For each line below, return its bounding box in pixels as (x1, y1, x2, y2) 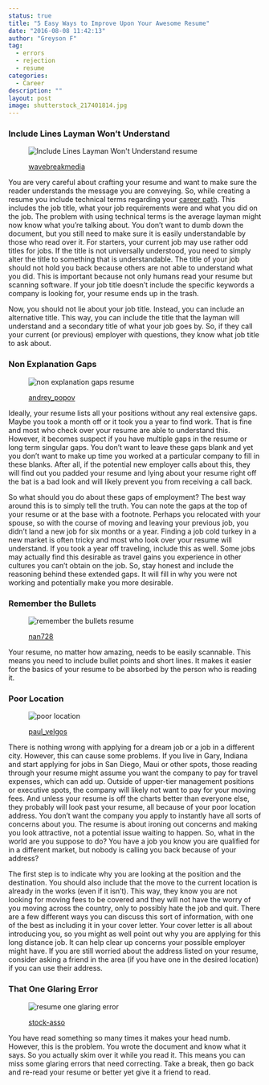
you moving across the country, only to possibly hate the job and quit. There (8, 903, 261, 914)
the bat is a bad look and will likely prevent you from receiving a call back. (8, 476, 253, 486)
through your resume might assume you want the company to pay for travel (8, 768, 259, 778)
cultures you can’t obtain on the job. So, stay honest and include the (8, 560, 234, 570)
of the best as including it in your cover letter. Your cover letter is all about (8, 921, 253, 930)
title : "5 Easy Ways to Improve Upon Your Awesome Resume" (8, 19, 210, 27)
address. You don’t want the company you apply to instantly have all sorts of (8, 811, 262, 821)
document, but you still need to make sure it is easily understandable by (8, 229, 247, 238)
